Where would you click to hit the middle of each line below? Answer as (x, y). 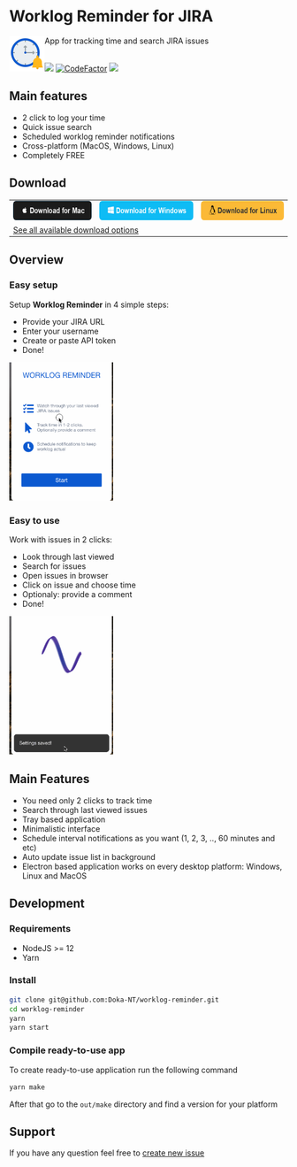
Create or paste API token (69, 340)
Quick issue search (57, 127)
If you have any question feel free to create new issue (107, 1153)
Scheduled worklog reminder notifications (98, 136)
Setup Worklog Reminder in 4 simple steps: (89, 304)
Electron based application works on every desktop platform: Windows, (152, 866)
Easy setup (34, 285)
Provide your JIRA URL (64, 321)
